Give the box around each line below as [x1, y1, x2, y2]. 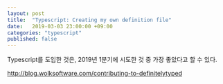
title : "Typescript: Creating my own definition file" [7, 17, 172, 23]
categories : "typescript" [7, 29, 82, 36]
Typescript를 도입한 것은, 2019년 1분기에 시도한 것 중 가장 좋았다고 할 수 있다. [7, 56, 217, 64]
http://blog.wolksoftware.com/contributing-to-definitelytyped [7, 70, 182, 78]
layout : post [7, 10, 45, 17]
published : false [7, 36, 57, 43]
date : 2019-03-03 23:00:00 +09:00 [7, 23, 113, 30]
